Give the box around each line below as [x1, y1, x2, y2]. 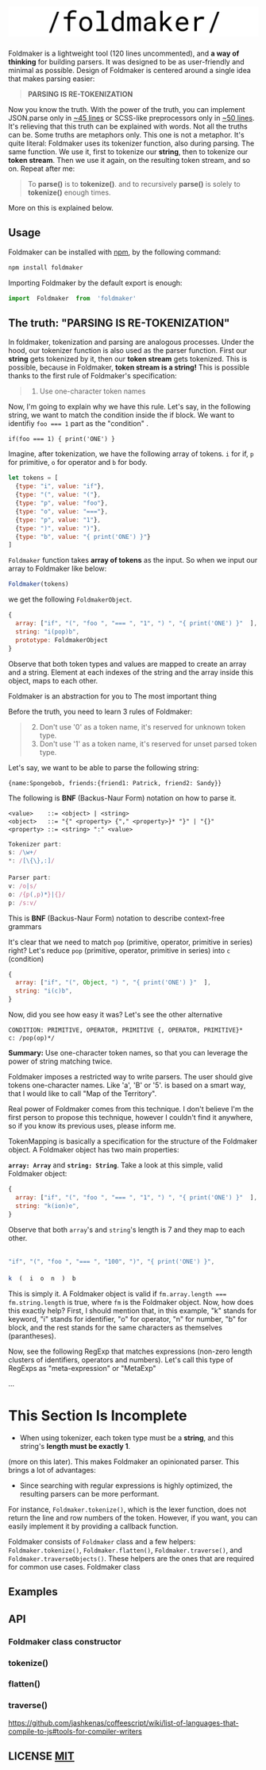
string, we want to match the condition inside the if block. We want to [8, 410, 235, 420]
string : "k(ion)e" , [15, 1202, 80, 1210]
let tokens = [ [8, 474, 59, 482]
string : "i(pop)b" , [15, 627, 80, 636]
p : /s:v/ [8, 899, 37, 907]
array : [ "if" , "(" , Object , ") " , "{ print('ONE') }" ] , [15, 978, 212, 987]
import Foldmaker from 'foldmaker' [8, 294, 137, 302]
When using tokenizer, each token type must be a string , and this [19, 1433, 234, 1443]
